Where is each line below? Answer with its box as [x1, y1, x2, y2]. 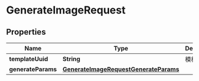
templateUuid [9, 55, 49, 63]
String [62, 55, 81, 63]
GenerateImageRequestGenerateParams [62, 65, 179, 73]
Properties [6, 27, 46, 37]
